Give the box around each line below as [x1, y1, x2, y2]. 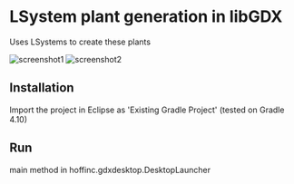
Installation [9, 80, 74, 96]
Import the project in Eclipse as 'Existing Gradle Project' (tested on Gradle [9, 104, 285, 115]
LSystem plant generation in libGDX [9, 6, 283, 27]
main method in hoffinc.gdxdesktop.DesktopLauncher [9, 164, 211, 175]
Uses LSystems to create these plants [9, 36, 152, 47]
